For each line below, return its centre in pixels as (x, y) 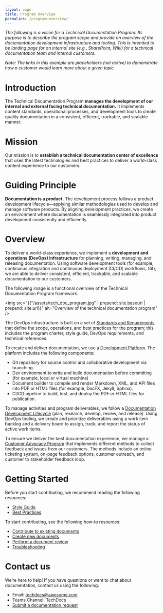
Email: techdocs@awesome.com (45, 595)
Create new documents (36, 537)
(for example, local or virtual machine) (50, 378)
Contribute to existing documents (45, 531)
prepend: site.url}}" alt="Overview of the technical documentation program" (81, 308)
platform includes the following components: (50, 353)
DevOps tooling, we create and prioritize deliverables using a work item (77, 419)
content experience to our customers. (43, 166)
